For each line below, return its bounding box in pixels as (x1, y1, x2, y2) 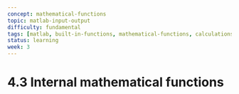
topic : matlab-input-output (7, 17, 91, 24)
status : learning (7, 37, 59, 44)
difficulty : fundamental (7, 23, 81, 31)
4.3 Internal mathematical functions (7, 74, 224, 90)
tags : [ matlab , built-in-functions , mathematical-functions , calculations (7, 30, 234, 38)
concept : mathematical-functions (7, 10, 107, 18)
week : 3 (7, 43, 31, 51)
